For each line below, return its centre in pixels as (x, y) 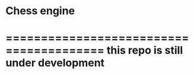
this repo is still (145, 50)
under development (55, 63)
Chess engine (40, 11)
